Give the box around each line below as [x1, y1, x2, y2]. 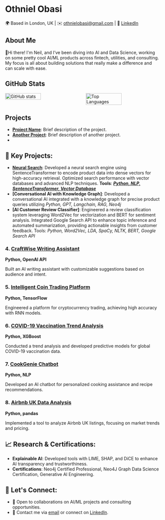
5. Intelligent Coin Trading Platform [5, 284, 91, 290]
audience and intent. [5, 271, 47, 278]
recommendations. [5, 387, 43, 393]
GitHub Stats [5, 80, 45, 88]
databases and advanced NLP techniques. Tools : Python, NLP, [12, 181, 141, 187]
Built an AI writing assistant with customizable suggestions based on [5, 266, 144, 272]
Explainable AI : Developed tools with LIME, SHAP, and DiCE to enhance [12, 456, 158, 462]
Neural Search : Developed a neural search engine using [12, 165, 127, 171]
